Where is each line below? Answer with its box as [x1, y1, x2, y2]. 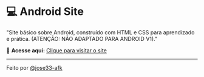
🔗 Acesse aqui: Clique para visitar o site [6, 46, 107, 54]
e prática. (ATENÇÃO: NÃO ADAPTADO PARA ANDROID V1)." [6, 35, 158, 42]
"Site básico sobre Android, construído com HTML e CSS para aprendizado [6, 28, 195, 36]
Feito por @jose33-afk [6, 64, 63, 71]
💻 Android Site [6, 5, 84, 19]
